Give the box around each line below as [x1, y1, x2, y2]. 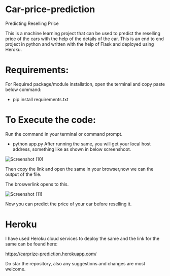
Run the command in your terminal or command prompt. [5, 131, 123, 137]
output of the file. [5, 171, 42, 177]
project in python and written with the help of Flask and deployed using [5, 41, 154, 47]
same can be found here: [5, 240, 58, 247]
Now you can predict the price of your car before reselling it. [5, 201, 132, 207]
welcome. [5, 266, 26, 272]
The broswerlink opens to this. [5, 181, 69, 187]
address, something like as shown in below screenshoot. [12, 146, 131, 152]
